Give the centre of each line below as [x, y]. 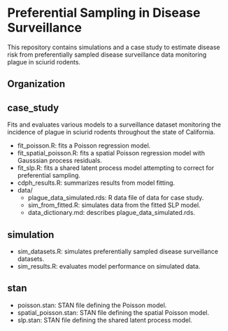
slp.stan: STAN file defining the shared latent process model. [105, 320]
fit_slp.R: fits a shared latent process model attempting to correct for [116, 168]
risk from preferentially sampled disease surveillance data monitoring [107, 55]
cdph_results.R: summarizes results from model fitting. [96, 183]
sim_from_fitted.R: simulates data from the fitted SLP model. [114, 205]
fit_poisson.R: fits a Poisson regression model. [84, 146]
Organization [36, 84]
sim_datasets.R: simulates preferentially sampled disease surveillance [118, 251]
